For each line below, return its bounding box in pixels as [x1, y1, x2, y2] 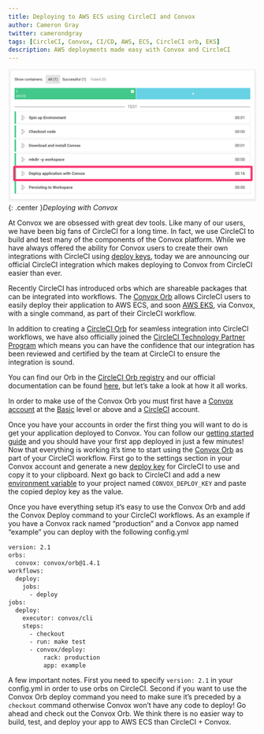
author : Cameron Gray [8, 20, 80, 29]
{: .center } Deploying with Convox [8, 203, 118, 213]
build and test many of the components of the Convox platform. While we [8, 235, 246, 244]
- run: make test [28, 638, 87, 646]
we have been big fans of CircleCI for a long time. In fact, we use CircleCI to [8, 227, 255, 236]
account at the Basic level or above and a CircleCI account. [8, 405, 200, 414]
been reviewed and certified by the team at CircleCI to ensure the [8, 349, 221, 358]
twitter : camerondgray [8, 29, 83, 37]
